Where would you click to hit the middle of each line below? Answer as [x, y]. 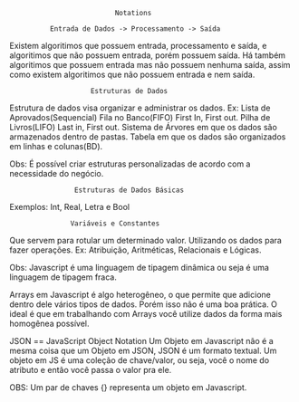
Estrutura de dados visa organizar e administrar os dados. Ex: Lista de [140, 108]
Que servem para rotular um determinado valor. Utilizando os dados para [146, 240]
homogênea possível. [49, 323]
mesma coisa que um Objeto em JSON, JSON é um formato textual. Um [143, 350]
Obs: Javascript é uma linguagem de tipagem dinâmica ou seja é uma [140, 268]
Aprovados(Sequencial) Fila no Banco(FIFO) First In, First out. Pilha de [140, 117]
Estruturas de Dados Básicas [129, 190]
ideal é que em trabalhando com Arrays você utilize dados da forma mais [146, 314]
